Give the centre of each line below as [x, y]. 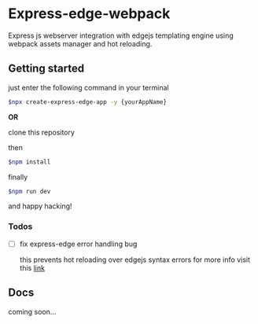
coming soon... [32, 311]
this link [32, 267]
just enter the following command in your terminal [88, 87]
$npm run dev [29, 191]
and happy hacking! [40, 206]
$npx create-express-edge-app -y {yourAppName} [88, 102]
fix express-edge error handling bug [78, 244]
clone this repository [41, 132]
